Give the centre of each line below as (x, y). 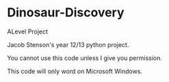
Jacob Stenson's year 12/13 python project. (68, 44)
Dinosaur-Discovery (66, 13)
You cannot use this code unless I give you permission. (85, 58)
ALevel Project (28, 31)
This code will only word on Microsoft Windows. (75, 71)
